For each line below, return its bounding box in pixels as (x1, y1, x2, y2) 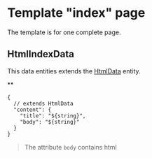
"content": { (13, 106, 52, 113)
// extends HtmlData (13, 100, 74, 107)
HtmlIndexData (7, 48, 75, 60)
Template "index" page (7, 5, 146, 21)
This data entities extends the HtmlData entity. (7, 66, 141, 75)
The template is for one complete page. (7, 28, 121, 36)
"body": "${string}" (20, 118, 80, 125)
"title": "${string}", (20, 112, 86, 120)
